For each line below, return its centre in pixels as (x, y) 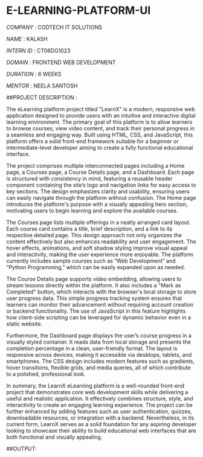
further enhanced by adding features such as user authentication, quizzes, (99, 411)
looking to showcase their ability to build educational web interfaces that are (101, 430)
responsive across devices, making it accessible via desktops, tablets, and (99, 354)
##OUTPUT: (21, 449)
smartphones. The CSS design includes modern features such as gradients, (101, 361)
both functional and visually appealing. (54, 437)
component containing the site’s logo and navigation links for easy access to (101, 185)
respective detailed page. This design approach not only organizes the (94, 235)
